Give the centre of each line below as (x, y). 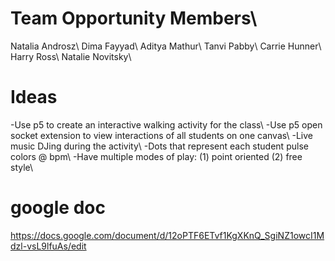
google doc (58, 208)
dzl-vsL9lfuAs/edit (48, 246)
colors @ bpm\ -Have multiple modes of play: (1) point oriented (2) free (156, 156)
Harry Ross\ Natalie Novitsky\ (71, 56)
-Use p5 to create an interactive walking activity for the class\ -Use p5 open (166, 124)
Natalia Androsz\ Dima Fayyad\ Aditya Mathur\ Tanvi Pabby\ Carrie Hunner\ (166, 46)
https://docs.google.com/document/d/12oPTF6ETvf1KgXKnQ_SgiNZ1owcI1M (167, 235)
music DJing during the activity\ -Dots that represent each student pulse (159, 146)
